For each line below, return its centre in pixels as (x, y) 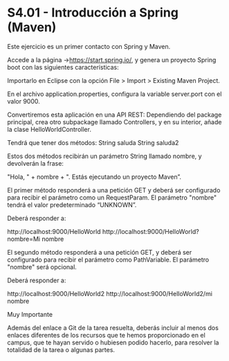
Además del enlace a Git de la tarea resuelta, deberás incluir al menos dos (113, 328)
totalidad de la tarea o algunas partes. (61, 349)
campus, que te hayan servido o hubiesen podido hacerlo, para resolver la (113, 342)
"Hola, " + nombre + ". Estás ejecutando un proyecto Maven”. (94, 177)
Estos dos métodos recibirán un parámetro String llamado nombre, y (104, 156)
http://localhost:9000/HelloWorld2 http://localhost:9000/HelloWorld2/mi (110, 293)
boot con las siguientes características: (63, 67)
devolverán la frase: (36, 163)
